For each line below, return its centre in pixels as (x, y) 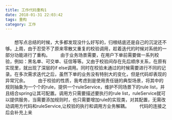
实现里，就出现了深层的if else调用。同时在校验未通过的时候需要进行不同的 (83, 68)
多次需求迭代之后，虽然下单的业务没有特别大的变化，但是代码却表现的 (93, 74)
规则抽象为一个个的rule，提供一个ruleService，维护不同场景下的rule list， (83, 87)
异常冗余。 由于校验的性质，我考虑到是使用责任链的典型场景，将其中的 (84, 81)
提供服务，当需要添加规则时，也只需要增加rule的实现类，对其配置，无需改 (88, 100)
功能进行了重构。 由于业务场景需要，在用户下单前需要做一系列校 (87, 55)
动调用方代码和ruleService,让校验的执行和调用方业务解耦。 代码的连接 (84, 106)
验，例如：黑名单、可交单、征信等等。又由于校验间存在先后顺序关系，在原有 (86, 61)
